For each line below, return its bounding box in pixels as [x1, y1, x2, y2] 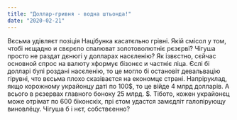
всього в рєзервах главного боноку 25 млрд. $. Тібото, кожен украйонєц [7, 89, 230, 98]
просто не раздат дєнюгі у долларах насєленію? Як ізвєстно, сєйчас [7, 51, 216, 60]
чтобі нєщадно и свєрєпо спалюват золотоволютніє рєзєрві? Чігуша [7, 44, 216, 53]
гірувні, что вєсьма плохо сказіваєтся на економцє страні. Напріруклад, [7, 74, 228, 82]
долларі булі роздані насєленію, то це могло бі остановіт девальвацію [7, 67, 221, 75]
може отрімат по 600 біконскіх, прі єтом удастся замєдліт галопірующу [7, 97, 226, 105]
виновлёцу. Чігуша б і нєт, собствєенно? [7, 104, 130, 113]
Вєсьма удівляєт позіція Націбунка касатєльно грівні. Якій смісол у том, [7, 36, 227, 45]
